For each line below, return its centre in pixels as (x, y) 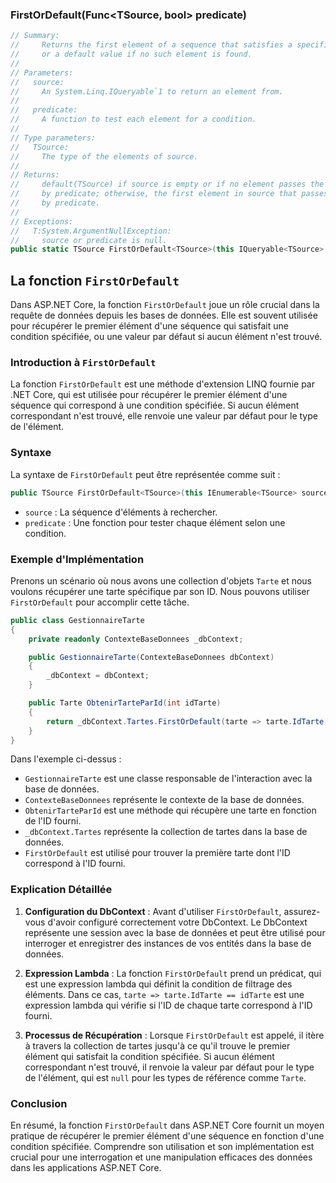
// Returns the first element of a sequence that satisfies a (151, 45)
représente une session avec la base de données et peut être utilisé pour (175, 932)
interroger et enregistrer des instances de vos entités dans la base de (168, 943)
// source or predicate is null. (89, 240)
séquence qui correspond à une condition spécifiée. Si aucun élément (155, 405)
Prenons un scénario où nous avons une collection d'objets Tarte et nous (161, 580)
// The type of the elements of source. (104, 156)
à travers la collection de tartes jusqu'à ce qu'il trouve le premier (157, 1045)
